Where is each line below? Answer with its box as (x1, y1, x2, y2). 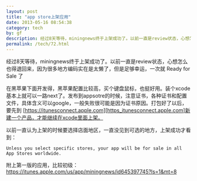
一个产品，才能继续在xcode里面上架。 (11, 114, 104, 121)
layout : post (6, 8, 38, 15)
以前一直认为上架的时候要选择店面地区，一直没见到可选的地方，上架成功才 (6, 126, 186, 133)
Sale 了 (6, 72, 23, 79)
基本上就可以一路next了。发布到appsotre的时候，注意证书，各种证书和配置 (6, 92, 188, 99)
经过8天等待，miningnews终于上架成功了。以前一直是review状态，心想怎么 (6, 58, 188, 65)
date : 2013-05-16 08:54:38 (6, 19, 72, 25)
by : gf (6, 30, 22, 36)
